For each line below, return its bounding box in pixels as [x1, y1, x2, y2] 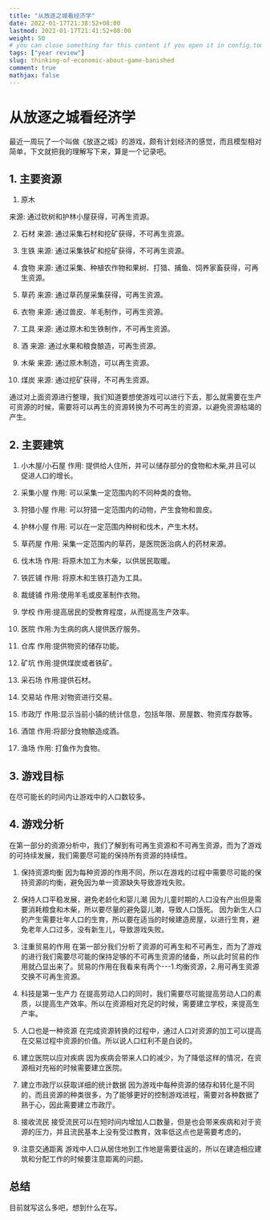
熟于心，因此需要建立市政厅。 [20, 1100, 119, 1109]
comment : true [9, 64, 57, 72]
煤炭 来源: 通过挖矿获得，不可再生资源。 [20, 375, 154, 385]
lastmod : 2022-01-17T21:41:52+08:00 [9, 26, 131, 34]
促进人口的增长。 [20, 471, 78, 481]
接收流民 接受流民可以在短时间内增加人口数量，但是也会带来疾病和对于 [20, 1117, 255, 1126]
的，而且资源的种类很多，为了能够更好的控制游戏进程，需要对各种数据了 [20, 1089, 260, 1099]
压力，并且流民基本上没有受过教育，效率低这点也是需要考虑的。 [34, 1127, 246, 1137]
